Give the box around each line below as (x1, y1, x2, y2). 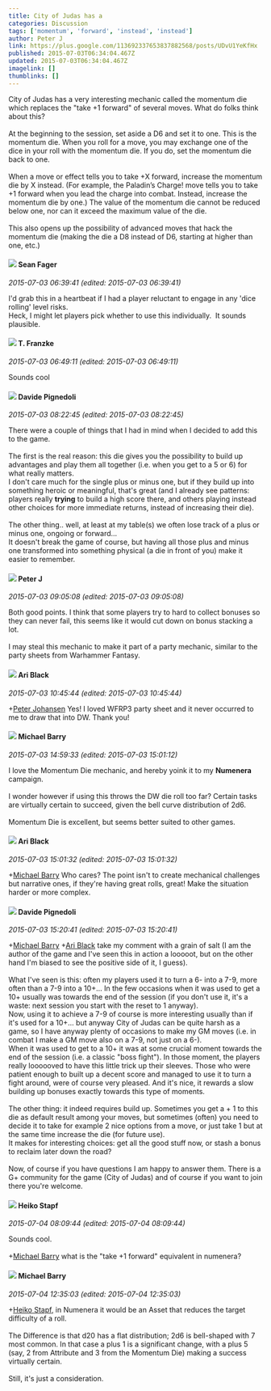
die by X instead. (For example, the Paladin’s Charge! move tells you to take (8, 180, 258, 190)
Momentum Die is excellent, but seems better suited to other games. (8, 817, 236, 827)
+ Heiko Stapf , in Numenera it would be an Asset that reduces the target (8, 1304, 246, 1314)
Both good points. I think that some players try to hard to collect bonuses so (8, 607, 261, 617)
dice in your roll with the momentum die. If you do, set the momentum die (8, 146, 252, 155)
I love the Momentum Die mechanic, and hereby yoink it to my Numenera (8, 765, 252, 775)
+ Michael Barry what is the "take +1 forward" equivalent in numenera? (8, 1251, 242, 1262)
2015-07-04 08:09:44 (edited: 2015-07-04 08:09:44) (8, 1219, 186, 1228)
